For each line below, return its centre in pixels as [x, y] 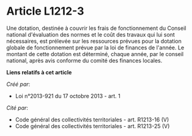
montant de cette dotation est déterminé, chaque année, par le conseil [95, 54]
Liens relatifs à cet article [39, 72]
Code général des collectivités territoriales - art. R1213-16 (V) [92, 120]
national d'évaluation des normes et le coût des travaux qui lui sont [91, 34]
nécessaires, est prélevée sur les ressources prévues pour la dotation [94, 41]
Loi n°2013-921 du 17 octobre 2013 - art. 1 [68, 96]
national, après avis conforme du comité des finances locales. [84, 60]
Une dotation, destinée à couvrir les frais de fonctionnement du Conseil [96, 28]
